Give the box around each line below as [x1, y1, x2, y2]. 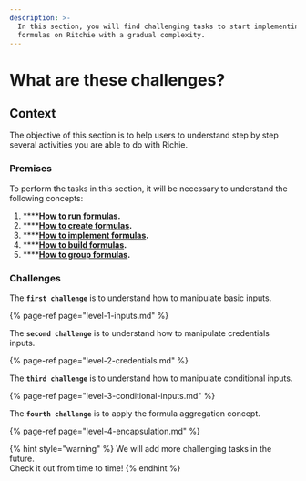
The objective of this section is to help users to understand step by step [9, 129, 280, 141]
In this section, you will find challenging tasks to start [17, 22, 250, 31]
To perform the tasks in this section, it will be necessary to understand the [9, 183, 289, 194]
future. [9, 453, 35, 464]
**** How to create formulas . [22, 220, 133, 230]
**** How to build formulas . [22, 239, 127, 251]
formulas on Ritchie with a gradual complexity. [17, 30, 206, 39]
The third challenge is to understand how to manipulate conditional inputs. [9, 373, 293, 384]
